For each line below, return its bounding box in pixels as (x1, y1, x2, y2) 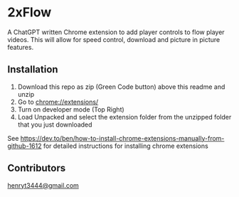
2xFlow (7, 4, 52, 21)
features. (7, 43, 34, 51)
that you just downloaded (17, 120, 92, 129)
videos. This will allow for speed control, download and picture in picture (7, 35, 221, 43)
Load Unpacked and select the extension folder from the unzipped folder (17, 112, 232, 121)
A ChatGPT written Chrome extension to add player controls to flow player (7, 28, 225, 36)
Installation (7, 63, 58, 75)
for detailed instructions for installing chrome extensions (43, 142, 208, 150)
